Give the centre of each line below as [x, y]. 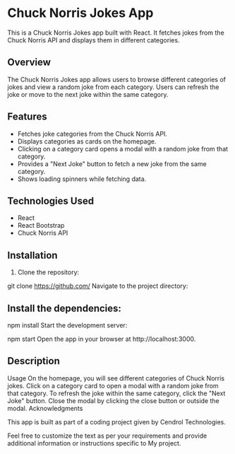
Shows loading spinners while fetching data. [82, 179]
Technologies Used [50, 200]
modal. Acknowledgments [45, 408]
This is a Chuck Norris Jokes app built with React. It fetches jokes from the [116, 33]
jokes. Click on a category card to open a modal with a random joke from [113, 385]
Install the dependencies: [65, 308]
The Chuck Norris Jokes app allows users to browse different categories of [116, 79]
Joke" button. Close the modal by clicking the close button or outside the [114, 400]
